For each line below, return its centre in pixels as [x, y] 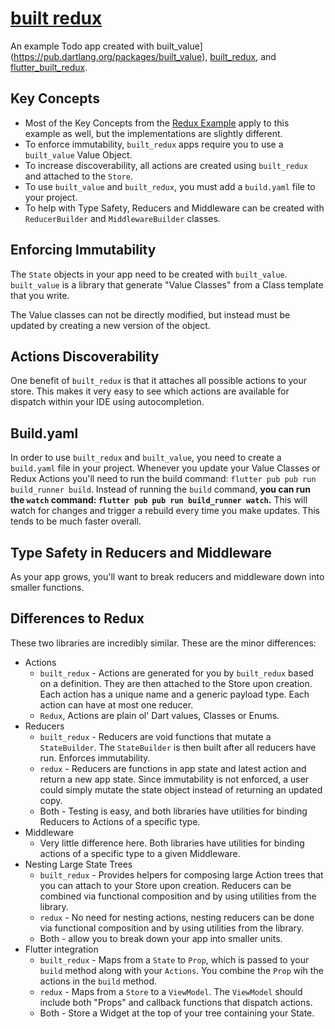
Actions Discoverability [85, 356]
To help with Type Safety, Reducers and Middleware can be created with [174, 208]
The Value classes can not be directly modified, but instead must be [150, 314]
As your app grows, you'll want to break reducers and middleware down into [167, 576]
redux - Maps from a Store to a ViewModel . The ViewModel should [171, 991]
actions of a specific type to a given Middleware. [140, 853]
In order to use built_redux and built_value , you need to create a [146, 458]
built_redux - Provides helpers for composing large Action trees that [181, 874]
